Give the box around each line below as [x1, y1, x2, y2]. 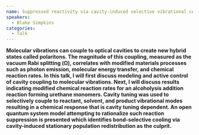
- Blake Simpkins [11, 20, 54, 25]
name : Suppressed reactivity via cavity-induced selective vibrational [6, 8, 187, 15]
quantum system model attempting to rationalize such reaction [6, 110, 165, 117]
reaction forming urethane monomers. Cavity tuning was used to [6, 91, 169, 98]
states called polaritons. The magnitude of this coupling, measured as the [6, 53, 191, 60]
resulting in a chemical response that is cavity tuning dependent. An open [6, 104, 192, 111]
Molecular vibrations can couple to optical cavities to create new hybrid [6, 47, 187, 54]
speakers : [6, 14, 31, 20]
